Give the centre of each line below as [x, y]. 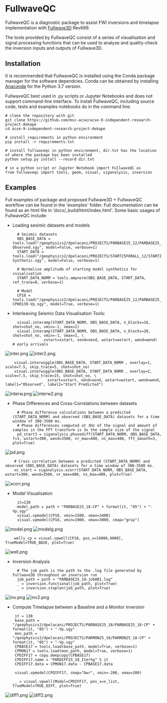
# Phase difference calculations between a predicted [74, 412]
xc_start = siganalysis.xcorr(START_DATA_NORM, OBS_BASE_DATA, [81, 470]
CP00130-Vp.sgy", [30, 304]
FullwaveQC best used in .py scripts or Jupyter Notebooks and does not [79, 96]
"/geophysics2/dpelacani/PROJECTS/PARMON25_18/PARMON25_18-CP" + [81, 638]
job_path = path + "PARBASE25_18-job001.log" [65, 579]
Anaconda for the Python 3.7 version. [43, 86]
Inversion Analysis [31, 562]
